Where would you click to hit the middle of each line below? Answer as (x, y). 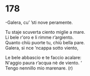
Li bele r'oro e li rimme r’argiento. (39, 37)
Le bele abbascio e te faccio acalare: (43, 57)
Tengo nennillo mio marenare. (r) (39, 68)
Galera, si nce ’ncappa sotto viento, (42, 48)
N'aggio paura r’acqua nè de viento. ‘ (43, 63)
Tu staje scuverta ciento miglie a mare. (45, 32)
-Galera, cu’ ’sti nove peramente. (39, 22)
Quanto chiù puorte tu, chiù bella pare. (45, 42)
